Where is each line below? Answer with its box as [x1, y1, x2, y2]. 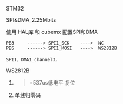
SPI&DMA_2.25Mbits [6, 16, 56, 23]
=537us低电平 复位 [29, 79, 75, 86]
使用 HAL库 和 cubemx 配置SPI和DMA [6, 29, 98, 35]
